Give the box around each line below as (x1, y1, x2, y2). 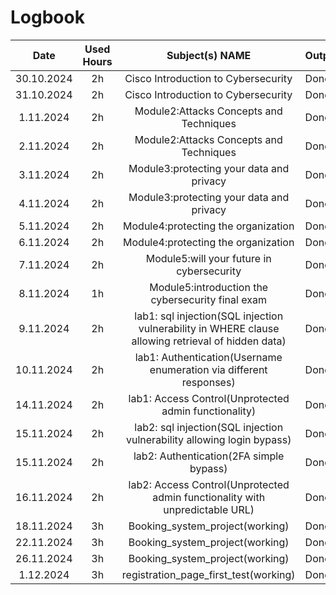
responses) (181, 375, 236, 389)
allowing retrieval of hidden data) (131, 334, 287, 348)
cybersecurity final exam (150, 292, 267, 306)
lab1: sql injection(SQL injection (134, 309, 284, 323)
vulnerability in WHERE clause (138, 321, 280, 335)
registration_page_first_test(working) (121, 567, 296, 581)
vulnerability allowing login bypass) (126, 432, 292, 446)
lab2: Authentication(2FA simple (133, 449, 285, 463)
